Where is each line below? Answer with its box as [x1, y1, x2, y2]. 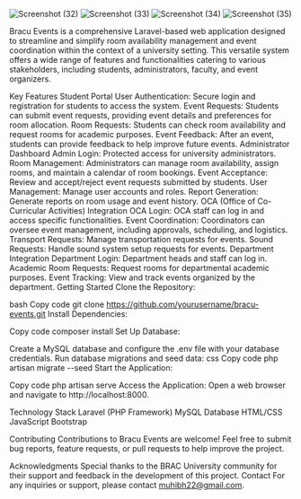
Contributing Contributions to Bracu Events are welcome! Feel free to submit [9, 433, 292, 444]
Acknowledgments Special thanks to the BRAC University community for [9, 460, 278, 471]
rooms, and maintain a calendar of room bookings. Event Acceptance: [9, 167, 268, 178]
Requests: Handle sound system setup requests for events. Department [9, 243, 274, 254]
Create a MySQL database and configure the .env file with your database [9, 344, 280, 354]
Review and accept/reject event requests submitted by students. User [9, 177, 268, 188]
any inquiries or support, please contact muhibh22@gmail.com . [9, 480, 244, 490]
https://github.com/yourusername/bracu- [106, 299, 259, 310]
